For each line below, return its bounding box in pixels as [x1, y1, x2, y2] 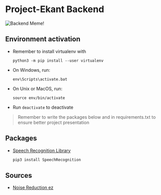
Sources [5, 171, 32, 180]
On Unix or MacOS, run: [12, 85, 62, 91]
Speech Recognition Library [12, 148, 71, 154]
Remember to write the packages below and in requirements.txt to [17, 114, 156, 120]
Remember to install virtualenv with [12, 48, 87, 54]
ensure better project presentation [17, 119, 90, 125]
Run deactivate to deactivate [12, 104, 73, 110]
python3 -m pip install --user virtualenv [12, 58, 104, 63]
